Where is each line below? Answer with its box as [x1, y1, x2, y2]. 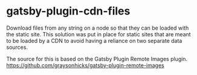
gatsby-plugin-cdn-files [6, 4, 131, 18]
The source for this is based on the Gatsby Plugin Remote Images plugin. [6, 55, 188, 62]
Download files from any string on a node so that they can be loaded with [6, 24, 189, 31]
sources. [6, 44, 28, 51]
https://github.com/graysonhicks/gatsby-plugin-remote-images [6, 62, 164, 69]
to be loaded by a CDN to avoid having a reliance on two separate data [6, 37, 182, 44]
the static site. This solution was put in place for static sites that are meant [6, 30, 192, 37]
